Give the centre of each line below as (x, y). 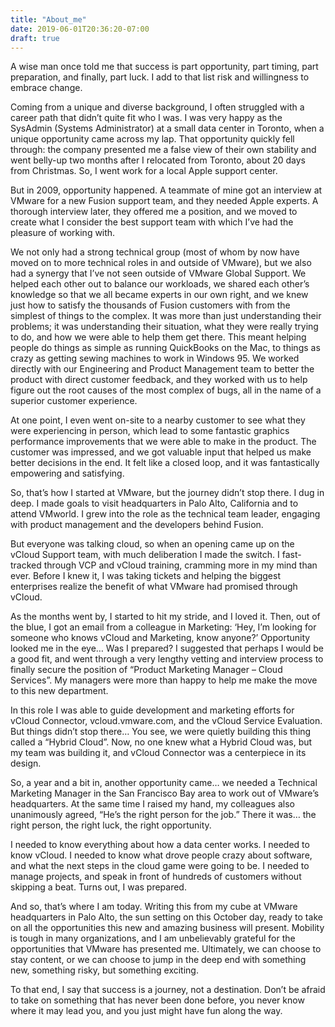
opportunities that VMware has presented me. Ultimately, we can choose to (166, 949)
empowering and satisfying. (67, 473)
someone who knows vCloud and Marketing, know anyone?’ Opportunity (160, 638)
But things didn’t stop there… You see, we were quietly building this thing (161, 732)
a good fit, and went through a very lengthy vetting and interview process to (167, 659)
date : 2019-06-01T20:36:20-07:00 (80, 29)
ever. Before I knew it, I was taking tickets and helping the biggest (145, 576)
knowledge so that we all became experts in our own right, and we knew (159, 295)
